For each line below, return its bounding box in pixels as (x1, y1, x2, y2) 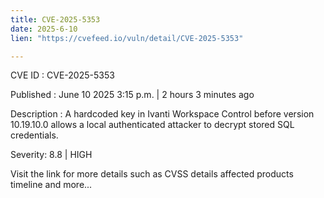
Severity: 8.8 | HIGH (10, 149, 93, 161)
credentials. (10, 129, 59, 141)
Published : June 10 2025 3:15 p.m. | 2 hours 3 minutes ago (10, 89, 255, 101)
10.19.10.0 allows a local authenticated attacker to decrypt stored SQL (10, 119, 295, 131)
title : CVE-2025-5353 (10, 14, 101, 25)
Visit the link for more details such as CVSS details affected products (10, 168, 294, 180)
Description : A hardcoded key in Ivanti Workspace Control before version (10, 108, 315, 120)
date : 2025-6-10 (10, 24, 78, 34)
